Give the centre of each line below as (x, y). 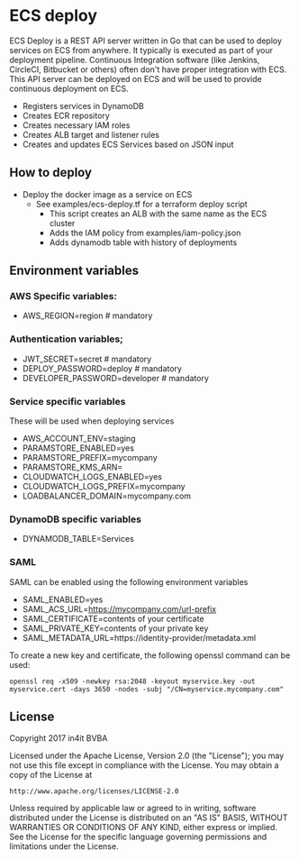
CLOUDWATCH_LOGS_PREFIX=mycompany (104, 487)
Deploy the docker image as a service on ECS (107, 194)
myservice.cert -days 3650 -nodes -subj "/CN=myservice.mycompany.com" (146, 689)
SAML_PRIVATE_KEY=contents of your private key (115, 628)
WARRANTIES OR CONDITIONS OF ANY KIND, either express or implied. (143, 827)
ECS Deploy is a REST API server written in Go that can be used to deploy (145, 41)
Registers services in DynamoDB (83, 105)
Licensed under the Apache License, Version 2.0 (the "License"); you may (147, 756)
